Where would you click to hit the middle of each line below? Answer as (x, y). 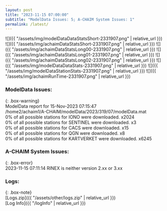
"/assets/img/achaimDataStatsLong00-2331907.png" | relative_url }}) (83, 49)
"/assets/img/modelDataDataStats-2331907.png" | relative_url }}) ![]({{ (85, 66)
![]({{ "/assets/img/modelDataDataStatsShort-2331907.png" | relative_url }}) (84, 39)
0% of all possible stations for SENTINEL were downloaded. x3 (71, 122)
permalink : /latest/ (27, 24)
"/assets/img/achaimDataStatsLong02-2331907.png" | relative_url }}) (83, 60)
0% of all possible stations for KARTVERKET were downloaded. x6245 (79, 138)
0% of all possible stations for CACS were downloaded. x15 (67, 128)
